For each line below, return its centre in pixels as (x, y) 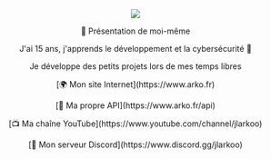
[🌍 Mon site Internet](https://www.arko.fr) (135, 84)
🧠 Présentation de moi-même (135, 31)
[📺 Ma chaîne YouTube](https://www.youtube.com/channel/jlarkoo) (135, 124)
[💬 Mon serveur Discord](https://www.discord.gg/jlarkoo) (135, 144)
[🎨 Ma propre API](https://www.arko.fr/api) (135, 105)
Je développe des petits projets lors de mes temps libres (135, 66)
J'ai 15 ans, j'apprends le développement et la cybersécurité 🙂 (135, 49)
